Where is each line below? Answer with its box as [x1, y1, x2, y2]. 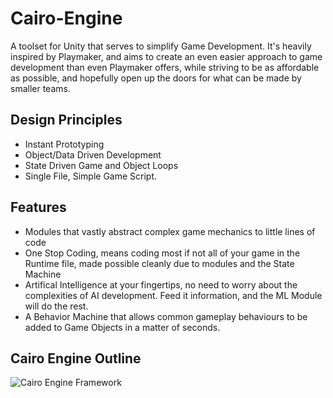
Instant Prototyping [24, 138, 105, 150]
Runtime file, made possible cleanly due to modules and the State [24, 257, 295, 269]
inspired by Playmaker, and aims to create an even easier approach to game [10, 50, 323, 62]
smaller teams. [10, 82, 71, 94]
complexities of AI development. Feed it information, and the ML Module [24, 289, 323, 301]
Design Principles [10, 112, 123, 129]
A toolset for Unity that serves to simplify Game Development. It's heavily [10, 40, 312, 52]
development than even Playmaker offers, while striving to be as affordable [10, 61, 320, 73]
